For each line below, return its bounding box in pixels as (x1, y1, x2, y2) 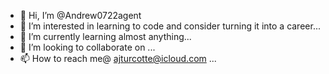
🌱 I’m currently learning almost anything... (19, 31, 192, 42)
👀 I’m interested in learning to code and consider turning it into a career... (19, 20, 321, 32)
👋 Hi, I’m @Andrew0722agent (19, 10, 142, 21)
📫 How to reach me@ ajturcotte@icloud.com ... (19, 53, 217, 64)
